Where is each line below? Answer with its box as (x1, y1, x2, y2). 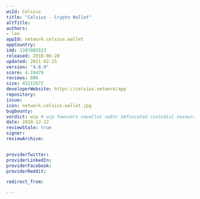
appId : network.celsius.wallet (6, 36, 84, 42)
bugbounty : (6, 108, 33, 114)
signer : (6, 130, 26, 137)
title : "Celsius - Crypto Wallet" (6, 14, 92, 20)
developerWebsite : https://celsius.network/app (6, 86, 127, 92)
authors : (6, 25, 28, 31)
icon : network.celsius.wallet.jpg (6, 102, 92, 109)
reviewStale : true (6, 125, 52, 131)
